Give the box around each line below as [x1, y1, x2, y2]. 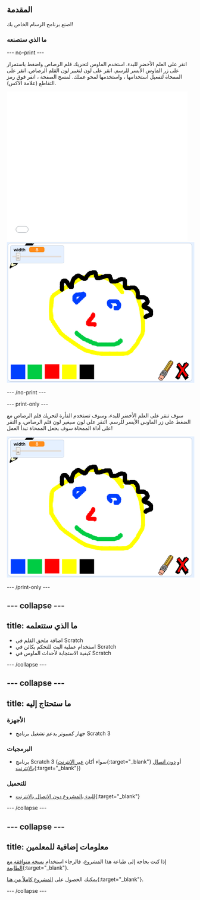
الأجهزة [7, 716, 26, 724]
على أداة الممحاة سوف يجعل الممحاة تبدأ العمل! [7, 425, 113, 432]
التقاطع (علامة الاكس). [7, 80, 57, 87]
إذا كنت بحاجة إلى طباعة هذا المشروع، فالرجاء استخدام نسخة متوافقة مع [7, 858, 167, 865]
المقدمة [7, 5, 33, 15]
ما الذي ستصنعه [7, 35, 47, 43]
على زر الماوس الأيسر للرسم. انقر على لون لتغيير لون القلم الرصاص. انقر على [7, 67, 180, 74]
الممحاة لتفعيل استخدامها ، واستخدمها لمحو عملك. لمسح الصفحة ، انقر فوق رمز [7, 73, 182, 80]
